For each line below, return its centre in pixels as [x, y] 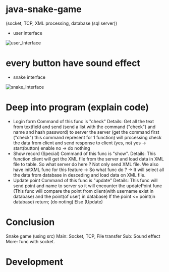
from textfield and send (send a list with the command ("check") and [84, 127]
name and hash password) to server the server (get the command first [86, 132]
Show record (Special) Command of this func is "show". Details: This [84, 153]
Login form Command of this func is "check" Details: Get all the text [83, 121]
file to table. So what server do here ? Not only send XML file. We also [86, 164]
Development [35, 262]
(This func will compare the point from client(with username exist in [83, 191]
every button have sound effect [73, 63]
